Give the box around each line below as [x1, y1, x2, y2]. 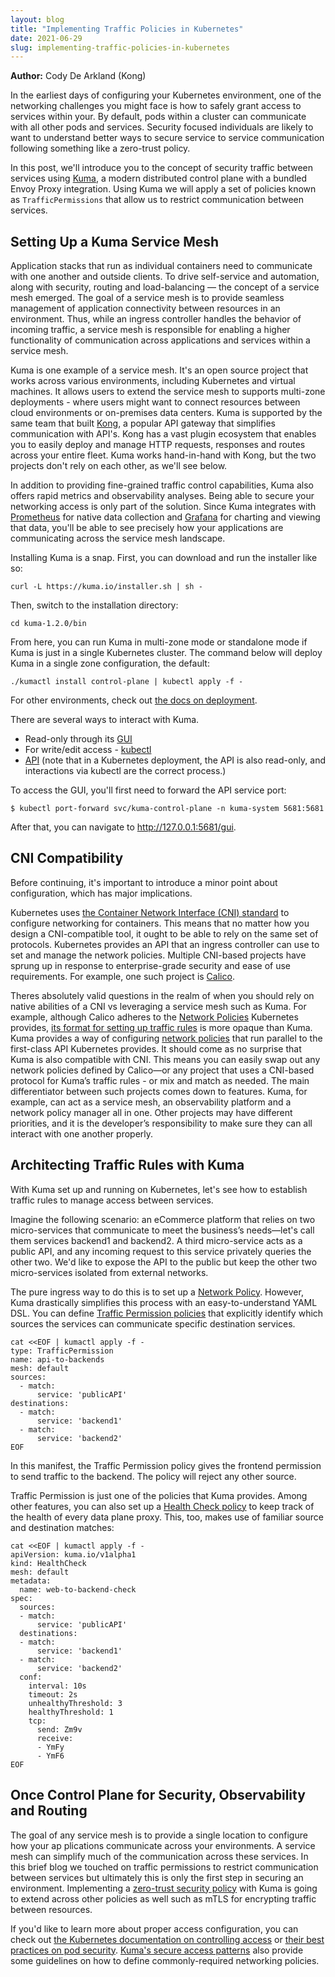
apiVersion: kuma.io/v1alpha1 [10, 1549, 137, 1560]
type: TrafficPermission [10, 1346, 114, 1356]
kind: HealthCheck [10, 1558, 87, 1568]
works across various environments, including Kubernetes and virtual [10, 375, 296, 387]
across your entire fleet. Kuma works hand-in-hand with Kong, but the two [10, 449, 317, 461]
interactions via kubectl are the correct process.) [24, 765, 227, 777]
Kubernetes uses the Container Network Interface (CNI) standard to [10, 906, 290, 918]
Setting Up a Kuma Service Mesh [10, 233, 220, 250]
